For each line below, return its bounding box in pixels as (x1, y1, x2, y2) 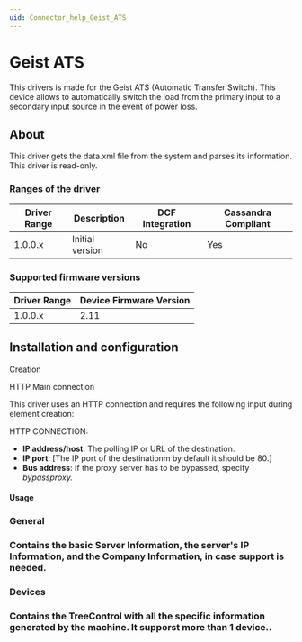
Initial (71, 232, 95, 245)
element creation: (9, 408, 75, 419)
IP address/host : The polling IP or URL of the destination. (22, 443, 235, 454)
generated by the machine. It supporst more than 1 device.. (9, 621, 272, 634)
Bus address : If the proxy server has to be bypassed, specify (22, 462, 250, 473)
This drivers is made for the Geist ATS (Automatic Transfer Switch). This (9, 82, 276, 93)
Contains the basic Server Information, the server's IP (9, 539, 250, 552)
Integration (142, 217, 191, 230)
